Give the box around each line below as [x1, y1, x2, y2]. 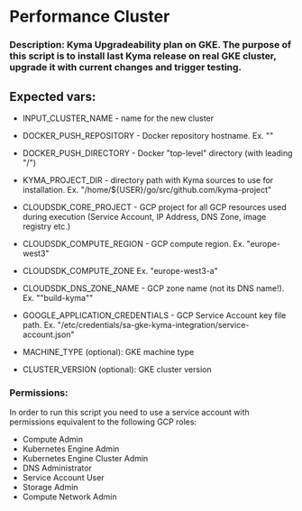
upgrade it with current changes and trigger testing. [9, 61, 242, 74]
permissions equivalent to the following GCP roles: [9, 416, 197, 427]
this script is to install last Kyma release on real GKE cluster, [9, 50, 277, 62]
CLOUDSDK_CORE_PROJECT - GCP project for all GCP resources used [22, 201, 287, 213]
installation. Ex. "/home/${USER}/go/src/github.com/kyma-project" [22, 184, 272, 195]
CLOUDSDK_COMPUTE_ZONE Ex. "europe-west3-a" [22, 265, 219, 276]
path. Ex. [22, 319, 56, 330]
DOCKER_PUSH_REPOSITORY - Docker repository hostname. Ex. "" [22, 130, 274, 141]
